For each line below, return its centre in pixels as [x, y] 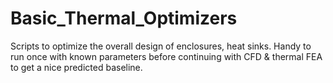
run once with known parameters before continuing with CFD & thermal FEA [166, 56]
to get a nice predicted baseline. [76, 67]
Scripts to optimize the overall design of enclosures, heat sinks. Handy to [161, 46]
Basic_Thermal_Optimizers [124, 18]
